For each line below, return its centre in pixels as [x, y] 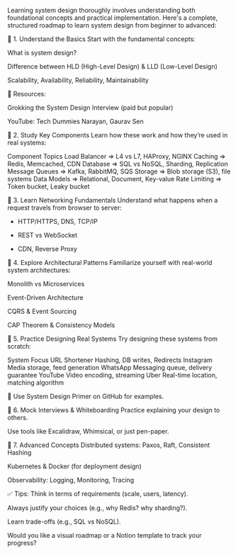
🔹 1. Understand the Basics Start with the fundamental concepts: [102, 39]
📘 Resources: [27, 94]
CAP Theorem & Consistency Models [61, 325]
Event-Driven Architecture [45, 298]
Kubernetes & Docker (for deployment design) [74, 466]
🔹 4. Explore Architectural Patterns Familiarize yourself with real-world [110, 262]
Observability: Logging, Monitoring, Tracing [71, 480]
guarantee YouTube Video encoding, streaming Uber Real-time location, [112, 375]
